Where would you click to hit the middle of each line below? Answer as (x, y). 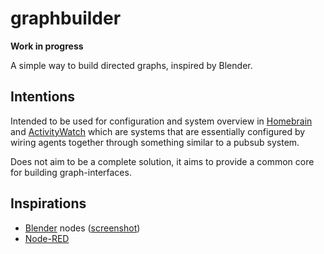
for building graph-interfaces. (71, 172)
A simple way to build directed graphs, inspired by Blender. (131, 65)
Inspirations (48, 203)
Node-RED (47, 238)
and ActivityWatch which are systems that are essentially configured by (158, 131)
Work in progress (47, 46)
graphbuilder (66, 18)
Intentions (43, 97)
